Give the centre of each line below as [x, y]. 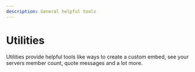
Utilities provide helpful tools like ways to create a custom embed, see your [97, 57]
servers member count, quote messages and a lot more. [74, 63]
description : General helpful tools [51, 11]
